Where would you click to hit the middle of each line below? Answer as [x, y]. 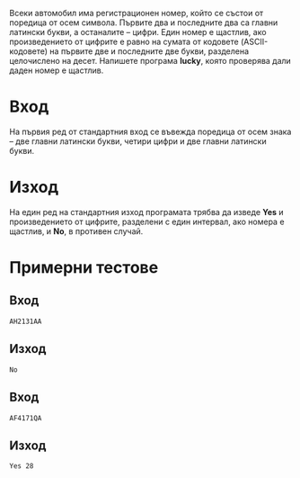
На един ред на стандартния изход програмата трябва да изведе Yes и [147, 212]
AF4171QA [26, 418]
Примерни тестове [84, 268]
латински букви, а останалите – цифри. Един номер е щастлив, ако [138, 32]
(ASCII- [255, 41]
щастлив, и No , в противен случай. [76, 231]
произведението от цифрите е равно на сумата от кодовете [124, 41]
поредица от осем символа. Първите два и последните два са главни [144, 23]
